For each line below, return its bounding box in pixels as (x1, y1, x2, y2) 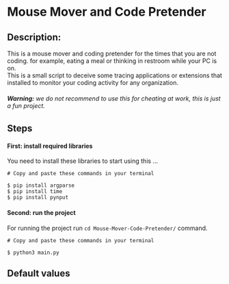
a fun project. (7, 101, 46, 109)
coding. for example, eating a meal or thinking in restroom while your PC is (7, 57, 217, 65)
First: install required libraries (7, 142, 93, 150)
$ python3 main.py (7, 249, 59, 256)
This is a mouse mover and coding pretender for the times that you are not (7, 49, 217, 57)
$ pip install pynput (7, 194, 69, 201)
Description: (7, 31, 62, 43)
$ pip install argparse (7, 182, 75, 189)
